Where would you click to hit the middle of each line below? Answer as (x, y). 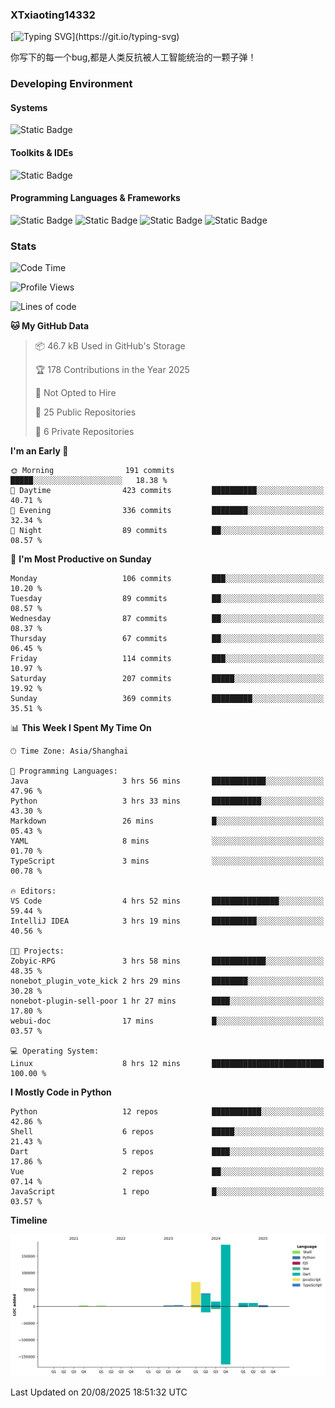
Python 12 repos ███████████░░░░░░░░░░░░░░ (167, 1112)
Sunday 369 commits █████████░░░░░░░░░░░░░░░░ (167, 699)
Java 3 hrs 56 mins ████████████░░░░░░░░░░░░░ (167, 781)
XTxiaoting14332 (53, 15)
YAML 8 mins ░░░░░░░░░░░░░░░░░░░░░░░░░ (167, 841)
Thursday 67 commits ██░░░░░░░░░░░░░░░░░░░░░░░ (167, 639)
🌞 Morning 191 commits (92, 471)
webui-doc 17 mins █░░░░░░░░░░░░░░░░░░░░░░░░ (167, 1021)
